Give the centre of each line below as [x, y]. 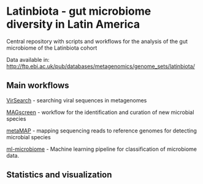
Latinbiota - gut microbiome [79, 11]
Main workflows [38, 86]
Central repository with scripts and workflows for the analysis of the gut [97, 41]
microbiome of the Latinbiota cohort [52, 48]
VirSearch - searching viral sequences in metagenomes [77, 100]
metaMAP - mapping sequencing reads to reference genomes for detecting [102, 131]
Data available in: [28, 59]
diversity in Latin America [73, 24]
